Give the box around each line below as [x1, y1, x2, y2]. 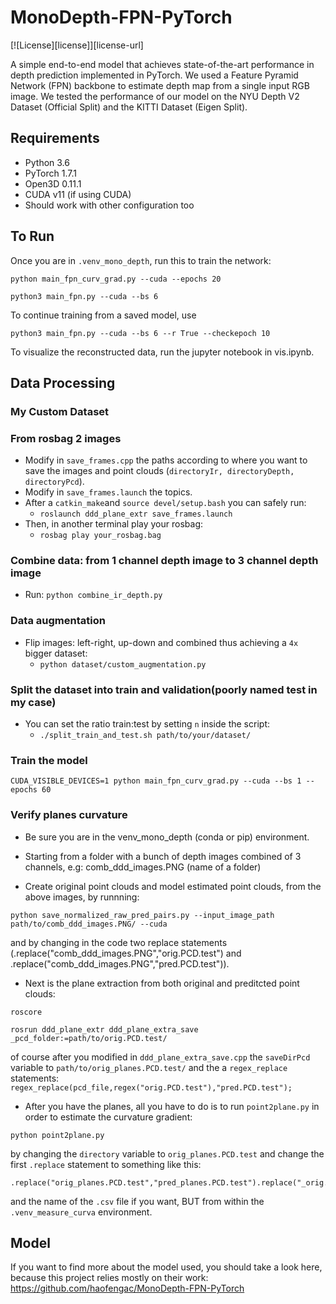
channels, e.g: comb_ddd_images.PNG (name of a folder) [24, 861, 262, 873]
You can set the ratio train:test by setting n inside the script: [24, 718, 270, 730]
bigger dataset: [24, 647, 88, 659]
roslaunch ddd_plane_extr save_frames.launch [39, 509, 233, 520]
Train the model [10, 753, 88, 767]
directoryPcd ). [24, 476, 85, 488]
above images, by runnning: [24, 891, 140, 903]
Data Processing [10, 374, 116, 391]
